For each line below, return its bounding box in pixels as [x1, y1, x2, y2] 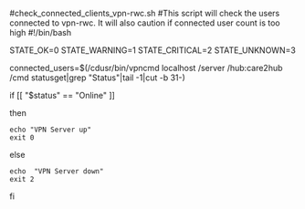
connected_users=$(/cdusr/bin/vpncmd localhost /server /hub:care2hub [9, 63, 283, 73]
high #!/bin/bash [9, 27, 71, 37]
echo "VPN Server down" [9, 167, 104, 176]
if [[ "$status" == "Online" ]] [9, 90, 116, 100]
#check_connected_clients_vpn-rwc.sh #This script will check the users [9, 8, 280, 18]
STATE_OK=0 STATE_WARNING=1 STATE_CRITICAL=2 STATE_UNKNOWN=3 [9, 45, 297, 56]
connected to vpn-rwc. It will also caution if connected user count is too [9, 17, 280, 28]
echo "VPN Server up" [9, 125, 92, 134]
